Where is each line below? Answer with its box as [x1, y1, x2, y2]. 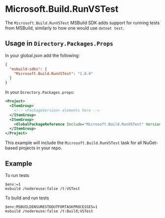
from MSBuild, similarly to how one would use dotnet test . [5, 25, 124, 31]
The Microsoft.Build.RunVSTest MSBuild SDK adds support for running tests [5, 20, 160, 26]
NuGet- [143, 140, 158, 146]
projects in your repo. [19, 145, 62, 151]
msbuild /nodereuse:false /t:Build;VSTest [5, 209, 93, 214]
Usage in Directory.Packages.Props [5, 39, 113, 48]
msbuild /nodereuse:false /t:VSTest [5, 186, 80, 191]
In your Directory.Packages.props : [5, 89, 75, 95]
